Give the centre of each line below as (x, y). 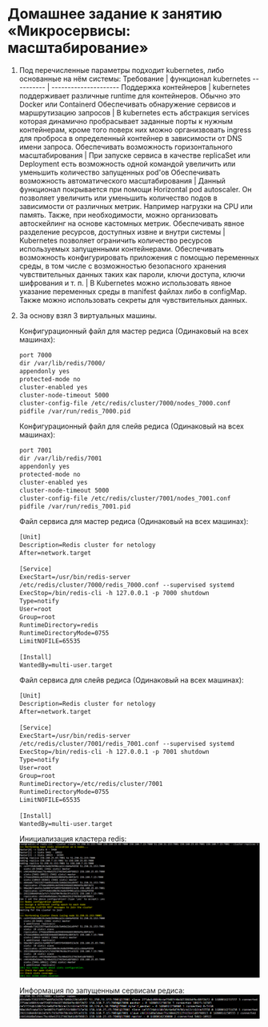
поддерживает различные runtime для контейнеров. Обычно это (130, 95)
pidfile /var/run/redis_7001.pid (75, 506)
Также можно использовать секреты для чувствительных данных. (133, 300)
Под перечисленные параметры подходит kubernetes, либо (122, 70)
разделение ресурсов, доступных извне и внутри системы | (122, 232)
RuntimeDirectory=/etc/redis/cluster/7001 (91, 783)
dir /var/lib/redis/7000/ (62, 363)
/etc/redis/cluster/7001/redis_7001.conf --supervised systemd (127, 743)
